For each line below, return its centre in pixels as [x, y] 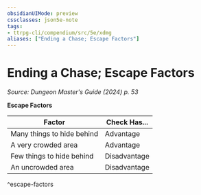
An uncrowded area [42, 168]
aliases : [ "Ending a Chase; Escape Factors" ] [73, 39]
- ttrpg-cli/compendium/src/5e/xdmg [59, 33]
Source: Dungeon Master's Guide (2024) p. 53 [73, 92]
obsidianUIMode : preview [43, 13]
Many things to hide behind [54, 134]
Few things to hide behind [52, 157]
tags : [15, 26]
